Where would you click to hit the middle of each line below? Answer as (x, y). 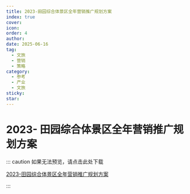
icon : (13, 28)
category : (18, 72)
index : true (21, 17)
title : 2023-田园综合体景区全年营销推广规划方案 (59, 11)
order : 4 (17, 33)
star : (13, 98)
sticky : (16, 93)
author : (16, 39)
